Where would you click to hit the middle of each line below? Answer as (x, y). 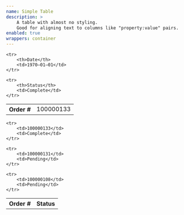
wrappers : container (31, 39)
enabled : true (23, 33)
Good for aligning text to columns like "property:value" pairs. (98, 28)
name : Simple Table (30, 11)
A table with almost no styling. (57, 22)
